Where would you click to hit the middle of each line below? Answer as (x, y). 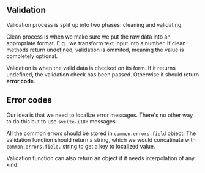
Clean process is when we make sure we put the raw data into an (89, 37)
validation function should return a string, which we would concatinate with (101, 139)
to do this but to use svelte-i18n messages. (62, 121)
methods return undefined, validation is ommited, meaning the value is (95, 50)
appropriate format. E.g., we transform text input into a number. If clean (96, 43)
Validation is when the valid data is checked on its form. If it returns (91, 68)
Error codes (29, 100)
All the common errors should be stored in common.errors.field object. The (101, 133)
